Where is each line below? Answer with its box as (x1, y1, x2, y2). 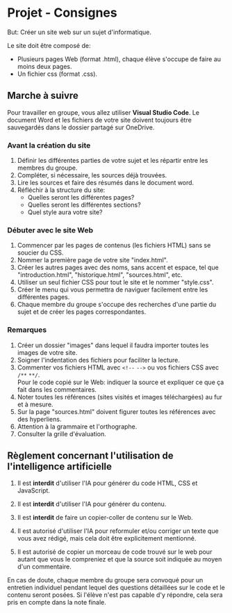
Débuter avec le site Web (7, 225, 94, 234)
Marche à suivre (7, 90, 78, 102)
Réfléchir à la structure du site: (17, 186, 106, 194)
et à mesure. (17, 400, 53, 408)
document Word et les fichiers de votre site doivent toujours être (7, 116, 192, 124)
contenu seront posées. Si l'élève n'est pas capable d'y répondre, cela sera (7, 591, 224, 599)
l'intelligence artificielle (7, 461, 113, 472)
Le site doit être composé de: (7, 41, 91, 49)
